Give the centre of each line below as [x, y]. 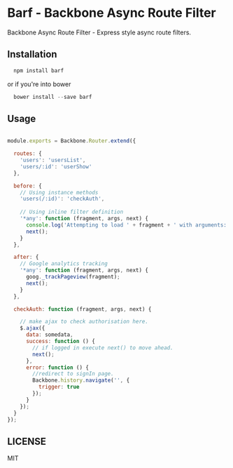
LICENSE [27, 441]
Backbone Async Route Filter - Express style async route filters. [99, 32]
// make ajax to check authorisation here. [84, 322]
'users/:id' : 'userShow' [56, 166]
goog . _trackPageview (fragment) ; [73, 277]
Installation [32, 54]
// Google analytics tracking [64, 264]
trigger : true [59, 387]
